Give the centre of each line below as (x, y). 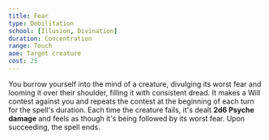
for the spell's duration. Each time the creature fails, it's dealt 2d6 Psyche (132, 109)
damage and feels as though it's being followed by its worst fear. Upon (127, 118)
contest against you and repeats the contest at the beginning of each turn (132, 101)
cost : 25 (23, 62)
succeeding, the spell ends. (55, 127)
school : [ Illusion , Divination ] (63, 31)
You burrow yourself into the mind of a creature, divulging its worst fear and (135, 84)
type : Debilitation (41, 23)
